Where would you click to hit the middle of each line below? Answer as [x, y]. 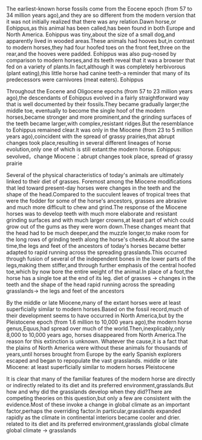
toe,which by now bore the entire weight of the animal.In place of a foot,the [100, 272]
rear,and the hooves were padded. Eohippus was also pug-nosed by [91, 54]
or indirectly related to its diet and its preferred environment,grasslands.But [100, 385]
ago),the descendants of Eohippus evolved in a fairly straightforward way [98, 98]
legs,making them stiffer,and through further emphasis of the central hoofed [101, 265]
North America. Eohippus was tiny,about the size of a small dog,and [91, 35]
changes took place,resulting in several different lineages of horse [89, 143]
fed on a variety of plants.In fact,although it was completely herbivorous [96, 67]
